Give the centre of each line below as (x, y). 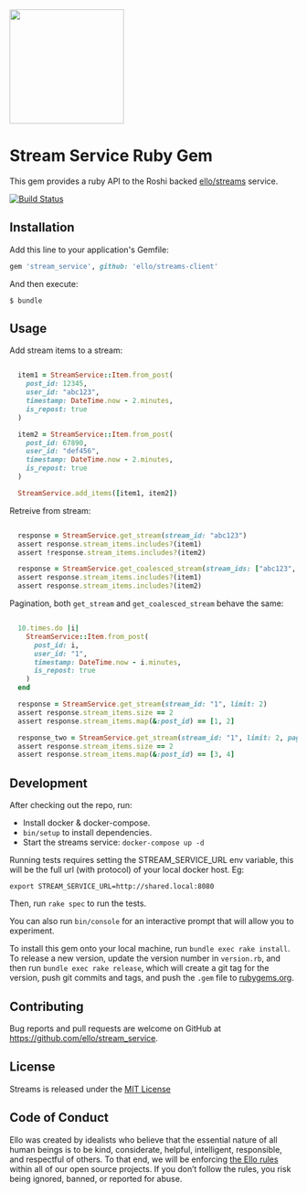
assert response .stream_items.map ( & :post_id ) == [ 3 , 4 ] (126, 755)
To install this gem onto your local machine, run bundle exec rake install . (150, 949)
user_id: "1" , (61, 654)
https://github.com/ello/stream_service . (84, 1038)
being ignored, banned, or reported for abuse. (96, 1178)
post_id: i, (56, 645)
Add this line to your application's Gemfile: (89, 250)
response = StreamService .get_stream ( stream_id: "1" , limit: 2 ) (143, 704)
